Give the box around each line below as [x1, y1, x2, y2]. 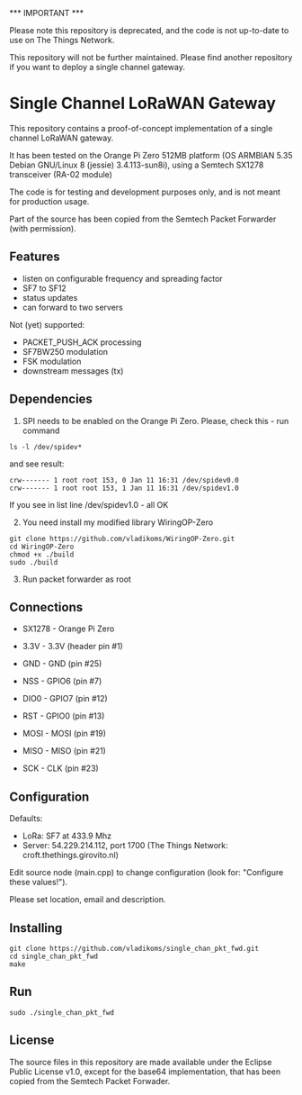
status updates [22, 292, 78, 303]
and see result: [9, 458, 65, 469]
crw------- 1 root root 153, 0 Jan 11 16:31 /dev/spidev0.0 [9, 475, 240, 484]
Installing [9, 920, 63, 936]
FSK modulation [22, 356, 82, 367]
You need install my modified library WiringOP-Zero [22, 517, 214, 528]
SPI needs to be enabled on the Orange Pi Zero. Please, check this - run [22, 415, 289, 426]
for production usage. [9, 195, 90, 206]
